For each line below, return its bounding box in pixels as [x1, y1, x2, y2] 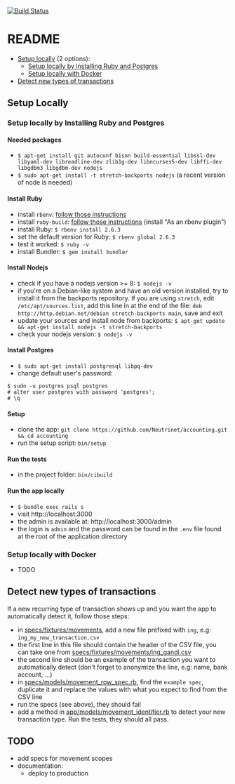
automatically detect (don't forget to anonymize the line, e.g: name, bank [17, 663, 228, 671]
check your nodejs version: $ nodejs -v [17, 330, 133, 338]
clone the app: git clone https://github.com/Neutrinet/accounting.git [17, 425, 228, 434]
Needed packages [7, 135, 62, 144]
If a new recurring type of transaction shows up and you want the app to [7, 604, 217, 613]
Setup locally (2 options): [17, 54, 90, 62]
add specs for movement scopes [17, 754, 113, 762]
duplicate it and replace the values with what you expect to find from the [17, 685, 227, 693]
